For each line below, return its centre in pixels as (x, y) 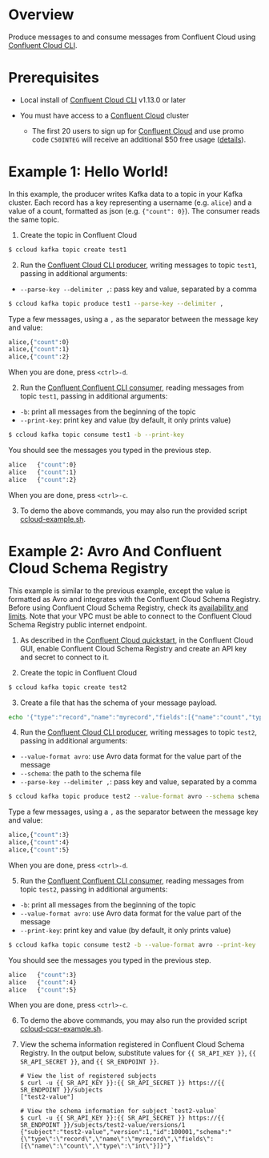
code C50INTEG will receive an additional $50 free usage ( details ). (139, 139)
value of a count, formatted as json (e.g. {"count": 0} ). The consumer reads (134, 210)
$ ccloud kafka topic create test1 (68, 250)
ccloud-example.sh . (53, 519)
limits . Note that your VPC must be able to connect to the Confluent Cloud (130, 616)
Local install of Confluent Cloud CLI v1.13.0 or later (103, 100)
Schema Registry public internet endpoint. (78, 624)
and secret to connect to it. (64, 657)
